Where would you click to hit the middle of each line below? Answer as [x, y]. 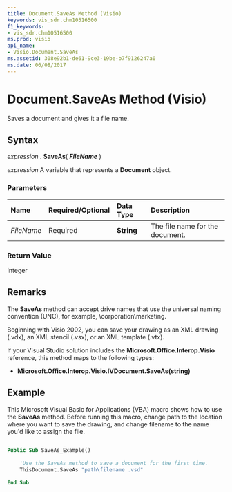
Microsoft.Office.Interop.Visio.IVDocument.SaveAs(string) [104, 371]
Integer [17, 270]
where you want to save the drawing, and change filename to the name [108, 424]
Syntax [23, 140]
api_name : [21, 46]
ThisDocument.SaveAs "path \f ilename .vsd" [81, 470]
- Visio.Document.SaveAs [43, 53]
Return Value [29, 255]
